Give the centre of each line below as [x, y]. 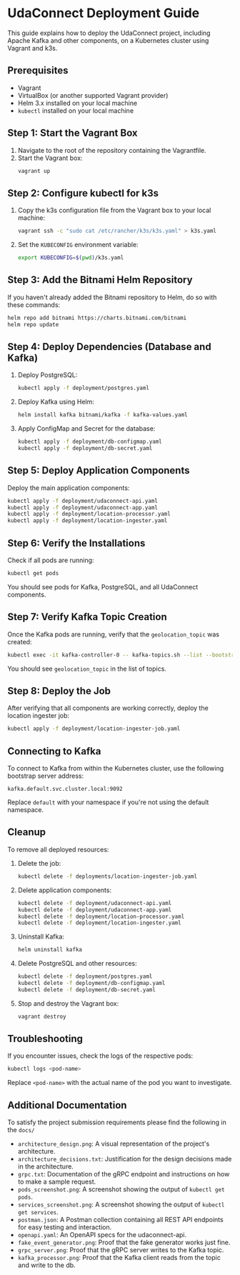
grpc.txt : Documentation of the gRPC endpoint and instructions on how [124, 1174]
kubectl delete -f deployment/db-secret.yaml [86, 990]
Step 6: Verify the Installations [76, 543]
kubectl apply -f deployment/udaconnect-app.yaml [83, 507]
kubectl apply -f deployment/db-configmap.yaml [90, 442]
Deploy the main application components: [69, 488]
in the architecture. [45, 1166]
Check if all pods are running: [51, 560]
